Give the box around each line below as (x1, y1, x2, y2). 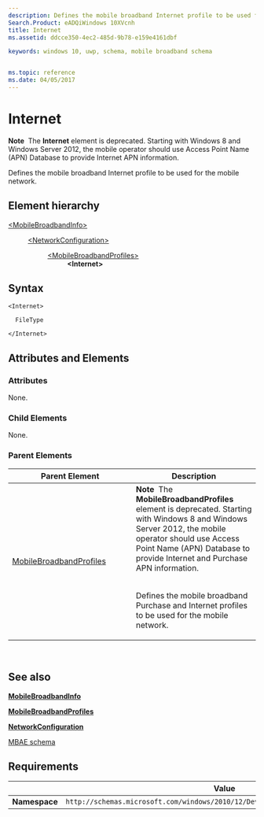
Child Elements (8, 412, 68, 423)
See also (8, 671, 51, 684)
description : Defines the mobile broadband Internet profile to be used (8, 11, 251, 20)
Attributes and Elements (8, 351, 130, 364)
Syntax (8, 282, 44, 295)
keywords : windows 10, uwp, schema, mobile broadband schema (8, 48, 213, 56)
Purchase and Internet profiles (136, 600, 247, 611)
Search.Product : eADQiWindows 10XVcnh (8, 19, 135, 27)
